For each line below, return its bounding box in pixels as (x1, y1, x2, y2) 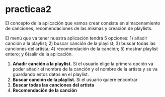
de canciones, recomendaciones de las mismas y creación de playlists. (5, 25, 152, 31)
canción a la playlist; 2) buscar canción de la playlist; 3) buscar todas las (5, 40, 156, 46)
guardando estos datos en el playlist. (12, 71, 89, 77)
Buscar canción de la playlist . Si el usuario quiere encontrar (12, 76, 138, 82)
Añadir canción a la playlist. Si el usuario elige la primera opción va (12, 60, 153, 66)
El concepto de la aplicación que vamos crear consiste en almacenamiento (5, 20, 160, 26)
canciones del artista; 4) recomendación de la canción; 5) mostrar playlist (5, 45, 158, 51)
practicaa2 (5, 3, 52, 15)
